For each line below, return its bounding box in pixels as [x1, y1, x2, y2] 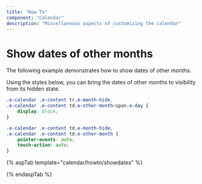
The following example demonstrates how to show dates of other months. [6, 67, 192, 74]
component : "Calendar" [6, 15, 64, 21]
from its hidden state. [6, 85, 60, 92]
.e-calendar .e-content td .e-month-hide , [6, 125, 114, 131]
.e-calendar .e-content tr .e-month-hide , [6, 97, 114, 103]
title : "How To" [6, 9, 48, 15]
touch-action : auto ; [17, 142, 70, 149]
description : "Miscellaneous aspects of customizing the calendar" [6, 20, 182, 26]
